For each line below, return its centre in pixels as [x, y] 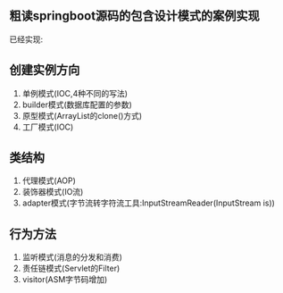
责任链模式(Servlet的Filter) [71, 268]
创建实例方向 [45, 70]
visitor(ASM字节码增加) [65, 280]
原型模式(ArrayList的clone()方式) [82, 115]
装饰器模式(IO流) [53, 192]
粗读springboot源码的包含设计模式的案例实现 [135, 16]
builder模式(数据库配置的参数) [77, 105]
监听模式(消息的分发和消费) [72, 257]
